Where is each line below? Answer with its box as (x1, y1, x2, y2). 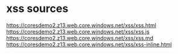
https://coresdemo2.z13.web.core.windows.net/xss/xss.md (6, 34, 154, 41)
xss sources (6, 2, 69, 16)
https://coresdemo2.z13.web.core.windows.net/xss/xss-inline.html (6, 41, 172, 48)
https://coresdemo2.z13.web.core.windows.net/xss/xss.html (6, 22, 157, 29)
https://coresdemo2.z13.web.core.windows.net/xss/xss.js (6, 28, 150, 35)
